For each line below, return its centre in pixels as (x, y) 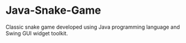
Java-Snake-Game (53, 10)
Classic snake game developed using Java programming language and (93, 27)
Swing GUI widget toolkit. (37, 33)
